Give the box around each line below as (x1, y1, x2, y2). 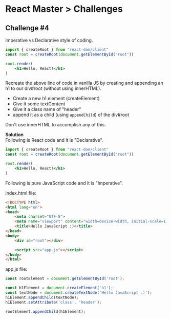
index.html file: (5, 190, 37, 196)
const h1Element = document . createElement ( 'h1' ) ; (5, 286, 114, 291)
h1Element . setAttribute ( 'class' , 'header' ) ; (5, 299, 102, 305)
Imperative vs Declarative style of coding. (5, 37, 93, 43)
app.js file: (5, 266, 27, 272)
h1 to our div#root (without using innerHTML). (5, 85, 101, 91)
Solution (5, 132, 24, 138)
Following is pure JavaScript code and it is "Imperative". (5, 180, 123, 186)
